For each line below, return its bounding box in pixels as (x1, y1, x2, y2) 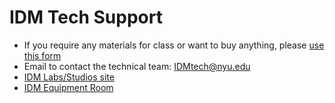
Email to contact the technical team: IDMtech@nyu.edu (23, 60, 251, 72)
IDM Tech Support (9, 6, 163, 29)
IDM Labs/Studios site (23, 71, 115, 83)
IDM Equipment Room (23, 81, 114, 93)
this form (23, 49, 62, 61)
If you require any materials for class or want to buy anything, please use (23, 39, 325, 51)
